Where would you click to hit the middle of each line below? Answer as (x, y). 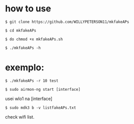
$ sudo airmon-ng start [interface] (43, 89)
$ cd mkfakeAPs (21, 30)
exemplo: (25, 68)
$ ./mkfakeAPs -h (23, 48)
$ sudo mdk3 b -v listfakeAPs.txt (41, 108)
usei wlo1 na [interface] (29, 98)
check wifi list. (20, 117)
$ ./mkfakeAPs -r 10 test (32, 81)
